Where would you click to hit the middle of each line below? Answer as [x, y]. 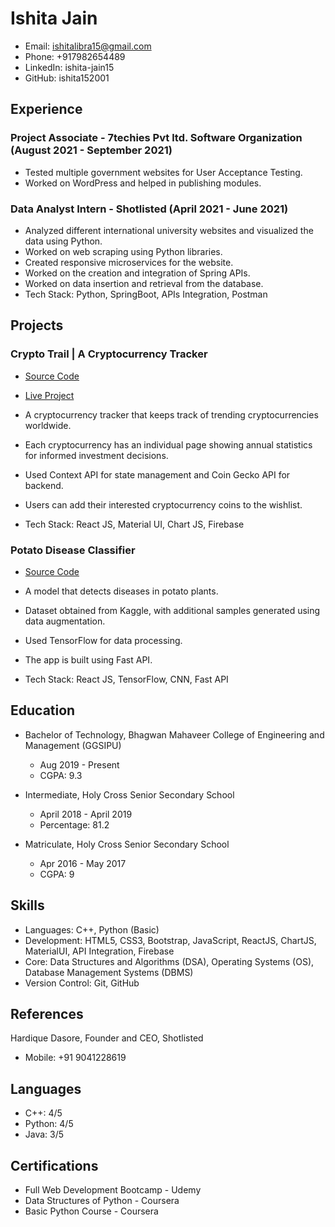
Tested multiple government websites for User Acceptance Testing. [163, 172]
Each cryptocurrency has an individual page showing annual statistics [168, 444]
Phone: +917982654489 [75, 56]
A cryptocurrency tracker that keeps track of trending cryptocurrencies [171, 414]
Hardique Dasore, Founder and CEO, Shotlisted [107, 1038]
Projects [37, 325]
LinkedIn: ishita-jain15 [69, 67]
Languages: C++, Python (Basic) [92, 929]
